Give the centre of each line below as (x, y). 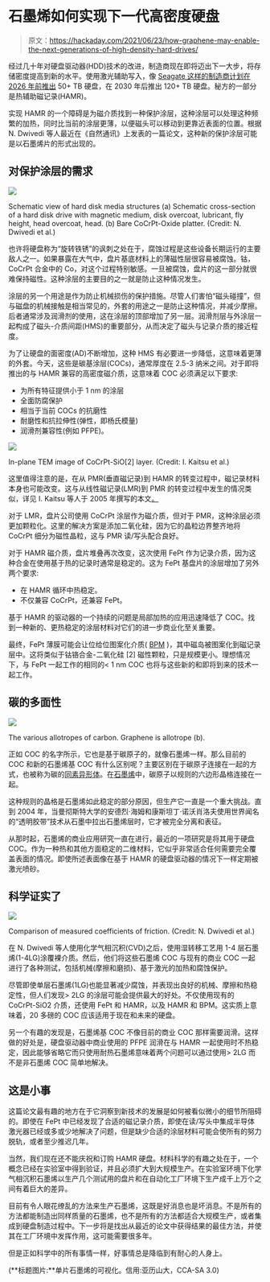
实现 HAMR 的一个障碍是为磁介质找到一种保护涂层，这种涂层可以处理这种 (130, 113)
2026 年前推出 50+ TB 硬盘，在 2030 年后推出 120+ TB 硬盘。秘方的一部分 (133, 86)
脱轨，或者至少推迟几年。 (51, 1142)
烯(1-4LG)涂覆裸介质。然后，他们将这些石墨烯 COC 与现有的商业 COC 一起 (132, 958)
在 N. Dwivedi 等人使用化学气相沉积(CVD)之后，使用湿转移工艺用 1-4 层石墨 (134, 948)
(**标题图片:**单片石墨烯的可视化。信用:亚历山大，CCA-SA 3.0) (114, 1270)
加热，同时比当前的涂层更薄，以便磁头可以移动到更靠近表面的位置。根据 (142, 123)
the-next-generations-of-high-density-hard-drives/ (113, 49)
